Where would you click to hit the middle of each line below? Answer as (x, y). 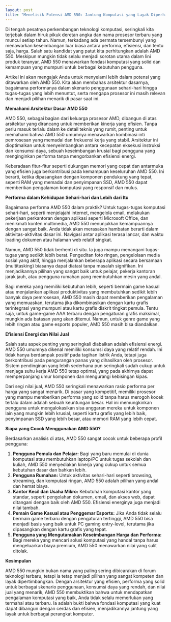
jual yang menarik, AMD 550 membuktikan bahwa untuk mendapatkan (79, 592)
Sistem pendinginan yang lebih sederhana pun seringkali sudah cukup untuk (85, 365)
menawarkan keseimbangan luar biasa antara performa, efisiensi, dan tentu (84, 45)
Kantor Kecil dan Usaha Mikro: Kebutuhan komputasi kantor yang (82, 491)
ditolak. (20, 551)
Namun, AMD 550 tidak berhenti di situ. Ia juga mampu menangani (75, 249)
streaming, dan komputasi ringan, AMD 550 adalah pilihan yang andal (85, 481)
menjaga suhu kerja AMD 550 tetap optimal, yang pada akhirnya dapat (79, 371)
